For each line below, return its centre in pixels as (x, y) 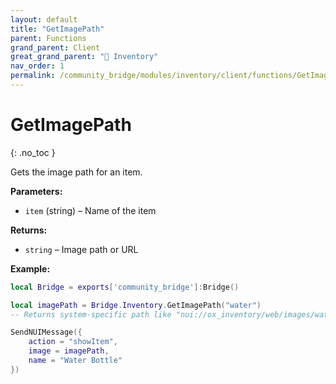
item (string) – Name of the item (90, 210)
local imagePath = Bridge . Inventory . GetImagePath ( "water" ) (136, 305)
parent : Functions (48, 38)
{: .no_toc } (33, 152)
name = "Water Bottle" (75, 361)
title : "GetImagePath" (57, 29)
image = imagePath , (69, 351)
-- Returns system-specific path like (91, 314)
